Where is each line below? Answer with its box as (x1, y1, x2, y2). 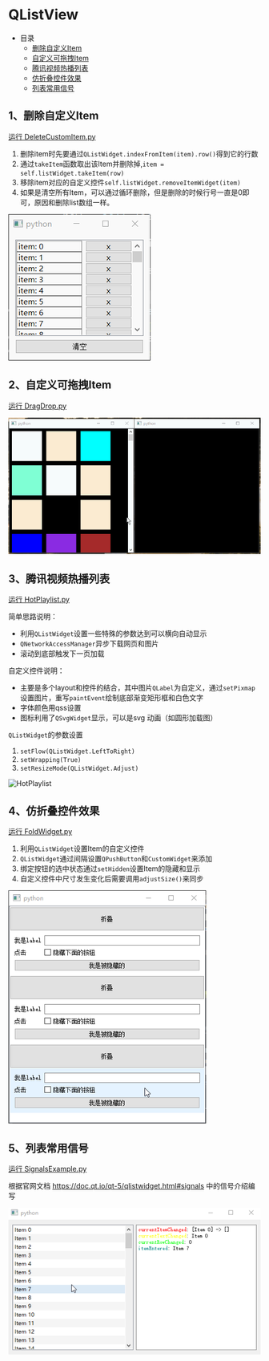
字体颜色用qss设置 (19, 703, 82, 713)
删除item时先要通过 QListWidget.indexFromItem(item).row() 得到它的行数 (19, 148, 259, 158)
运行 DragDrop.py (8, 401, 67, 411)
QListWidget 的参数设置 (8, 730, 83, 739)
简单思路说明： (8, 612, 58, 622)
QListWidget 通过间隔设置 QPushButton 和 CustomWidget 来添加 (19, 854, 213, 864)
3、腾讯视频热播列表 (8, 572, 110, 585)
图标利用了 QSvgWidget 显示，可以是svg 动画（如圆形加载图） (19, 713, 218, 723)
